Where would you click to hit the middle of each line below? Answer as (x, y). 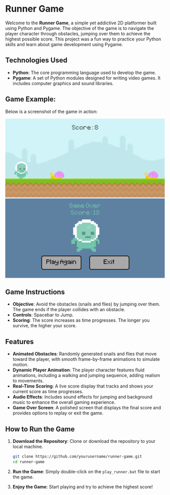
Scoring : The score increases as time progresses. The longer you (81, 320)
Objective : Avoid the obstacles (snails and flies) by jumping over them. (86, 304)
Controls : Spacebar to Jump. (43, 315)
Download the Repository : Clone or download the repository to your (84, 441)
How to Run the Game (40, 429)
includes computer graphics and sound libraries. (63, 83)
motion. (20, 365)
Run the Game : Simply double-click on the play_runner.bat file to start (86, 471)
